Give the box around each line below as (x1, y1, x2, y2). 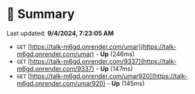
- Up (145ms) (106, 79, 145, 87)
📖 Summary (6, 6, 75, 22)
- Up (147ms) (95, 64, 133, 73)
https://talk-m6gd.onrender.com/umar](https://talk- (30, 42, 177, 50)
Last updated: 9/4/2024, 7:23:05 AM (6, 29, 114, 37)
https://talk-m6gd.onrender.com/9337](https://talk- (30, 57, 177, 65)
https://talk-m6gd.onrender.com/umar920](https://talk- (30, 72, 188, 80)
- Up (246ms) (95, 50, 135, 58)
